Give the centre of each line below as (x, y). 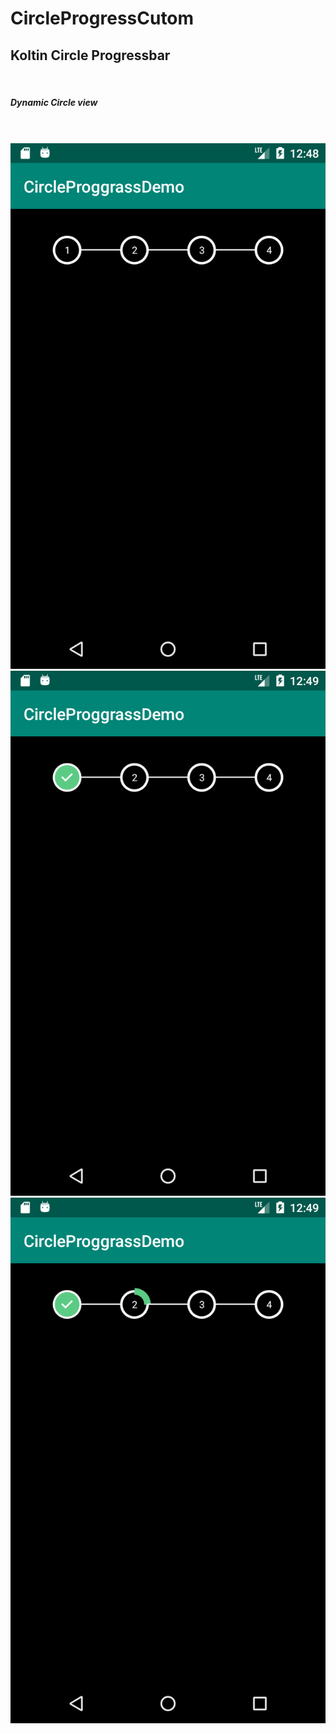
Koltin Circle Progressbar (90, 55)
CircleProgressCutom (102, 18)
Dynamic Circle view (54, 102)
